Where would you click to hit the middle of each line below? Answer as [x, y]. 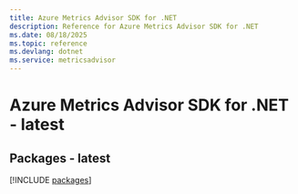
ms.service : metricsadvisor [63, 60]
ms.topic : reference [49, 43]
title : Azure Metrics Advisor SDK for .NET [93, 18]
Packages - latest [60, 158]
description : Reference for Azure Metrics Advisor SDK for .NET [134, 26]
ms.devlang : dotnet [46, 52]
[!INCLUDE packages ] [51, 180]
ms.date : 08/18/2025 [49, 35]
